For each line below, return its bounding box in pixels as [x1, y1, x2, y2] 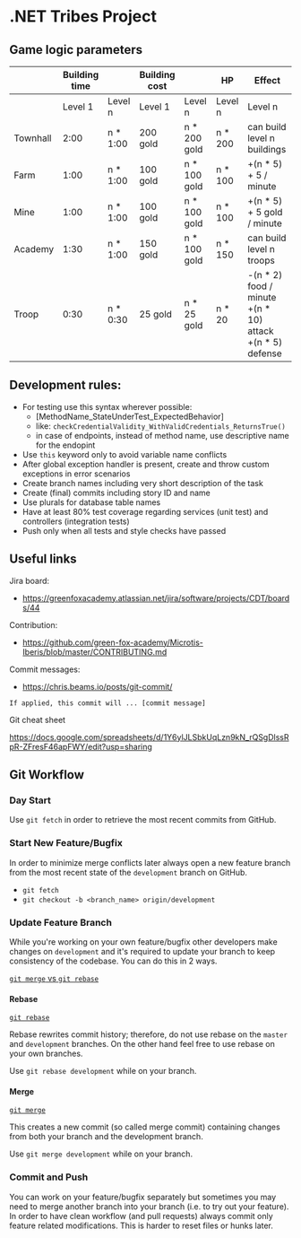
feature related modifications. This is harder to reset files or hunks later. [9, 1220, 273, 1231]
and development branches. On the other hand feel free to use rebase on [9, 1039, 275, 1050]
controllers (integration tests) [21, 516, 130, 527]
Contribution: [9, 619, 58, 630]
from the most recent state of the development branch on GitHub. [9, 867, 248, 877]
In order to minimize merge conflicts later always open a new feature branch [9, 857, 291, 867]
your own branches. [9, 1048, 83, 1059]
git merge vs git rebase [9, 972, 99, 983]
